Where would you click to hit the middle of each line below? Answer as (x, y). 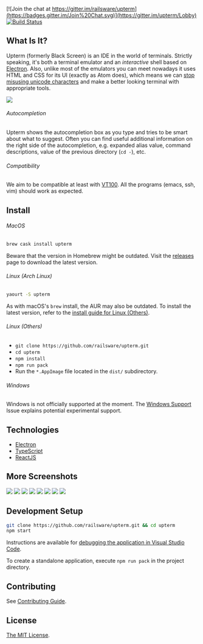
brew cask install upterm (39, 244)
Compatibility (23, 166)
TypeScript (29, 451)
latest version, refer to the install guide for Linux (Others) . (78, 312)
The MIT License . (28, 635)
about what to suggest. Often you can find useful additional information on (99, 139)
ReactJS (26, 457)
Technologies (33, 430)
